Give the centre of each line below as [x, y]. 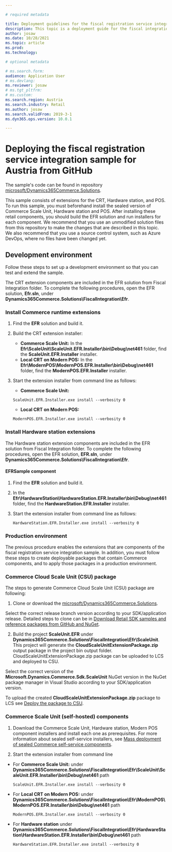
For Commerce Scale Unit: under [48, 764]
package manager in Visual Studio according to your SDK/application [78, 682]
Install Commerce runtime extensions [53, 312]
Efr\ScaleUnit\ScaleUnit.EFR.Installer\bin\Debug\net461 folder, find [93, 349]
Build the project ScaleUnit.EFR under [53, 634]
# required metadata [27, 14]
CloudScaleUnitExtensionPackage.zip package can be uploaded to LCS [88, 656]
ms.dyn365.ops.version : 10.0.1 [39, 119]
